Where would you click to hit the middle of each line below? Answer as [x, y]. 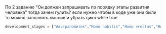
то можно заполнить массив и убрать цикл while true [61, 17]
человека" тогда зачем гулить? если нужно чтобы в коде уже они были [81, 12]
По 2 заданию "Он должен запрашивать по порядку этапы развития [77, 7]
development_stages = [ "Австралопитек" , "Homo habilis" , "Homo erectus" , [80, 27]
